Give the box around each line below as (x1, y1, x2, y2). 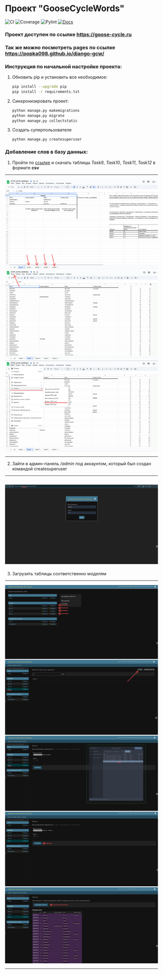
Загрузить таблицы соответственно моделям (12, 570, 107, 576)
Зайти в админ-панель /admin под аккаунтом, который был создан (12, 460, 151, 466)
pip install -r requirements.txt (12, 89, 80, 94)
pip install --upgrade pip (12, 84, 67, 89)
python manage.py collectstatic (12, 118, 78, 123)
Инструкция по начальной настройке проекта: (5, 63, 122, 70)
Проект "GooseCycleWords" (5, 3, 125, 14)
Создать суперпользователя (12, 127, 72, 133)
